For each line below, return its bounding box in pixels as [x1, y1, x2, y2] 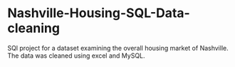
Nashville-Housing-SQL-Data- [7, 5, 190, 21]
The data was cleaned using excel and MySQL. [7, 51, 145, 60]
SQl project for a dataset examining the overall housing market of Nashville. [7, 43, 229, 52]
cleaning [7, 20, 61, 36]
